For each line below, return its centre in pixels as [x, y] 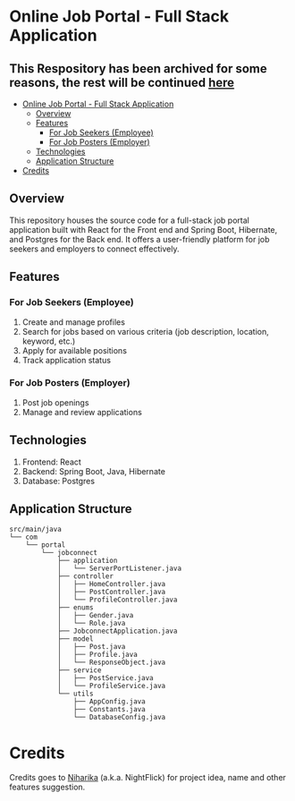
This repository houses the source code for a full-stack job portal [130, 220]
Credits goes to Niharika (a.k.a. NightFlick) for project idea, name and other [147, 778]
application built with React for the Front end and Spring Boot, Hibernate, [143, 229]
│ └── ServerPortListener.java [119, 569]
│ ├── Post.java [91, 647]
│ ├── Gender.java [95, 616]
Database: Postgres [59, 481]
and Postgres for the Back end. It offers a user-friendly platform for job [139, 239]
